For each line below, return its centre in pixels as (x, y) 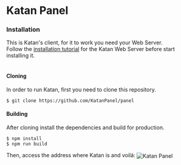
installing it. (21, 56)
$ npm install (24, 138)
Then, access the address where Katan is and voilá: (71, 155)
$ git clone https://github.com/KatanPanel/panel (70, 101)
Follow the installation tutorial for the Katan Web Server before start (90, 49)
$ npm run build (27, 144)
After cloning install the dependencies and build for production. (85, 127)
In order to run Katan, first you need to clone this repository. (81, 89)
